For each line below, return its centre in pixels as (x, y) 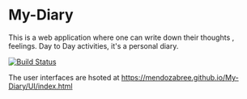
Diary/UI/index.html (40, 86)
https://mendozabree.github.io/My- (180, 77)
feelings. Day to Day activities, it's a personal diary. (94, 45)
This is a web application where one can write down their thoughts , (121, 37)
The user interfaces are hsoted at (64, 77)
